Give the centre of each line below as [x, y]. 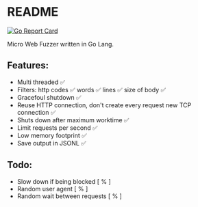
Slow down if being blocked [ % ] [64, 181]
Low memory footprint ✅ [52, 135]
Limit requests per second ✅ [57, 128]
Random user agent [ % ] [52, 189]
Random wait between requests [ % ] [69, 196]
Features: [28, 66]
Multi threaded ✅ [41, 82]
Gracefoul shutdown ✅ [49, 97]
